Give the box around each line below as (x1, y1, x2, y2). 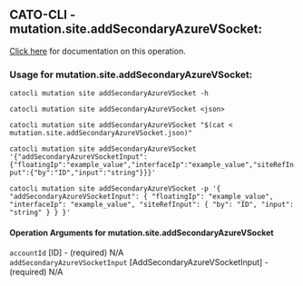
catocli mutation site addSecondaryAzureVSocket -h (9, 89, 209, 98)
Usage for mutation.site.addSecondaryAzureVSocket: (9, 68, 253, 81)
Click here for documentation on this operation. (9, 45, 186, 56)
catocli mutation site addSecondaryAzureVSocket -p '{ (9, 184, 221, 193)
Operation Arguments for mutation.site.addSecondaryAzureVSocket (9, 227, 274, 238)
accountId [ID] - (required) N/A (9, 247, 124, 258)
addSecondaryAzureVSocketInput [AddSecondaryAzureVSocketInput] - (9, 257, 269, 268)
